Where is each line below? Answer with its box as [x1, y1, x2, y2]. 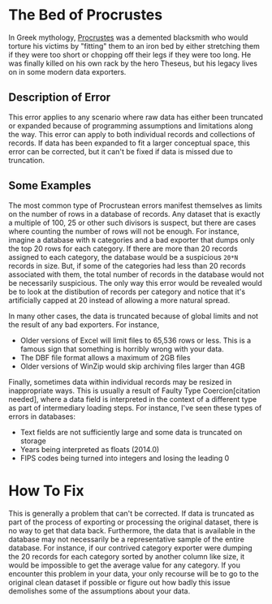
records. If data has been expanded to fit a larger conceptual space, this [8, 138, 250, 148]
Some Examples [8, 179, 92, 192]
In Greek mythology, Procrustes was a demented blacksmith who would [8, 32, 248, 42]
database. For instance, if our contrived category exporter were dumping [8, 542, 253, 553]
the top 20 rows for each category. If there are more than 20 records [8, 244, 238, 253]
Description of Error [8, 91, 111, 105]
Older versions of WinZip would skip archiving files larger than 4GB [19, 361, 245, 371]
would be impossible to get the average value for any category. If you [8, 560, 241, 570]
